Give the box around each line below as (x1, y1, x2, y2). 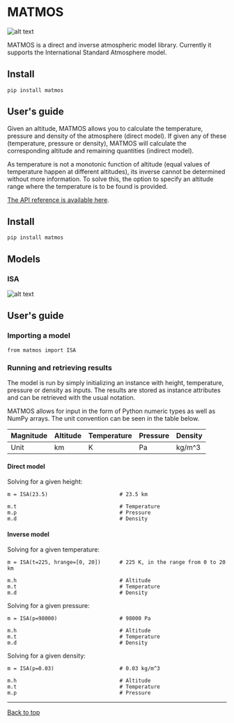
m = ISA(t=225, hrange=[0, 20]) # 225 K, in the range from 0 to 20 (7, 559, 226, 566)
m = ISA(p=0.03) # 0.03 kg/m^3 (7, 665, 160, 672)
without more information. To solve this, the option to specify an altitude (7, 175, 214, 183)
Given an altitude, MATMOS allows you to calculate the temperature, (7, 124, 203, 132)
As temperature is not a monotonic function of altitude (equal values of (7, 160, 210, 168)
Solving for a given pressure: (7, 602, 91, 610)
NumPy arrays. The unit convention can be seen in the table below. (7, 414, 200, 423)
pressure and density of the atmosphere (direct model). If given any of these (7, 132, 227, 140)
